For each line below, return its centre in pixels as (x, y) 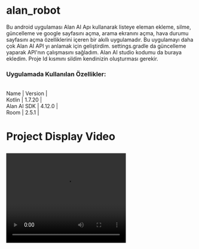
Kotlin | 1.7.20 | (24, 100)
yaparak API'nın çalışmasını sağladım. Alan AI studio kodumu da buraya (94, 52)
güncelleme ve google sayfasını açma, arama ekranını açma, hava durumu (97, 33)
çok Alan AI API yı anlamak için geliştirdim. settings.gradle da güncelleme (96, 46)
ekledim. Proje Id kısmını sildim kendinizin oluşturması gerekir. (82, 59)
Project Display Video (61, 136)
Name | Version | (27, 94)
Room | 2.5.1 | (23, 113)
